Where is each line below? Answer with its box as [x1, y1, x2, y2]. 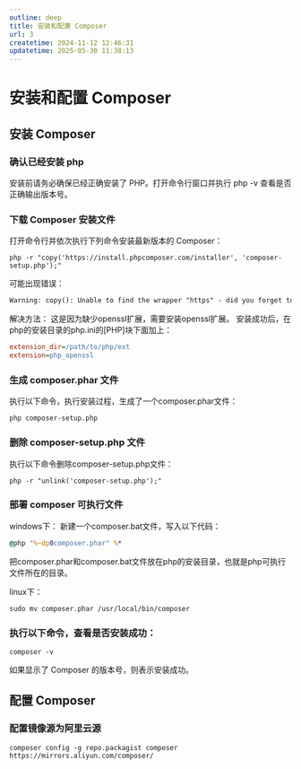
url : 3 [9, 30, 34, 39]
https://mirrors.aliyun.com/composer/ [9, 751, 154, 760]
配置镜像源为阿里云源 [9, 722, 101, 735]
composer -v [9, 647, 54, 656]
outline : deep [9, 13, 63, 22]
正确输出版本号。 [9, 189, 73, 199]
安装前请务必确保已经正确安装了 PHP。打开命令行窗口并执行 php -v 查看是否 [9, 178, 292, 188]
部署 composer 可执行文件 [9, 499, 124, 511]
